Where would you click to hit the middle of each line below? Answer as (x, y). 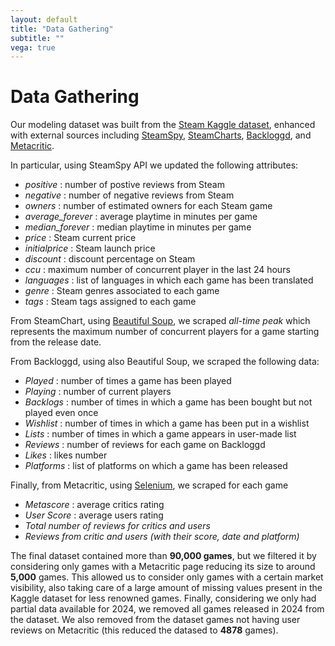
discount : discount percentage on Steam (110, 259)
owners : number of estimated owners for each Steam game (148, 206)
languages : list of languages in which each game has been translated (169, 280)
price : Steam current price (80, 238)
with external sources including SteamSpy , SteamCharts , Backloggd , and (161, 135)
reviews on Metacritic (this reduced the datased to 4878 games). (144, 630)
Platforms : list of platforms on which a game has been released (156, 466)
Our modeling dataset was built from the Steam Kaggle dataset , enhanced (163, 125)
